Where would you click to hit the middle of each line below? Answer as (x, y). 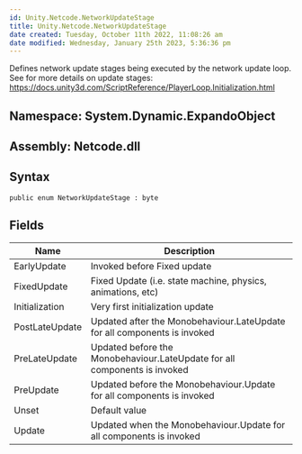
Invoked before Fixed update (151, 266)
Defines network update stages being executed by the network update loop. (151, 68)
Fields (27, 226)
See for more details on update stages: (81, 78)
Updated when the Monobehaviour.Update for (188, 424)
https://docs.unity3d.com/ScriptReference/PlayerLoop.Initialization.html (142, 87)
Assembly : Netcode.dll (75, 146)
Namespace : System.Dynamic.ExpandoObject (142, 116)
